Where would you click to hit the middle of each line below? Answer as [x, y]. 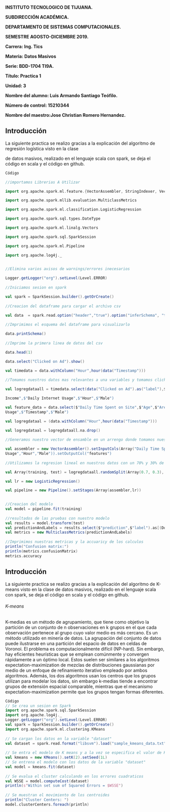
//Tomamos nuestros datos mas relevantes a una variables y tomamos [79, 380]
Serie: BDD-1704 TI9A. [30, 66]
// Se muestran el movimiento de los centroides [57, 795]
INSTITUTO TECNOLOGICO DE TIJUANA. [49, 7]
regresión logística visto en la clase [42, 148]
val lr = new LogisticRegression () [43, 481]
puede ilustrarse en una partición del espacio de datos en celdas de [76, 643]
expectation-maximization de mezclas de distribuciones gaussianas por [80, 665]
